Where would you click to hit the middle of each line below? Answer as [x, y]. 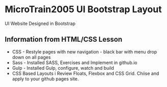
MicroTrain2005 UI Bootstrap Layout [83, 9]
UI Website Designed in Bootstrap [40, 23]
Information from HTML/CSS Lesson [64, 39]
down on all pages [32, 57]
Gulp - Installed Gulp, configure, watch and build [63, 68]
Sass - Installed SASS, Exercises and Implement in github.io [75, 63]
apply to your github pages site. [46, 79]
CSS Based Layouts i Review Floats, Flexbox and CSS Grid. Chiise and [86, 73]
